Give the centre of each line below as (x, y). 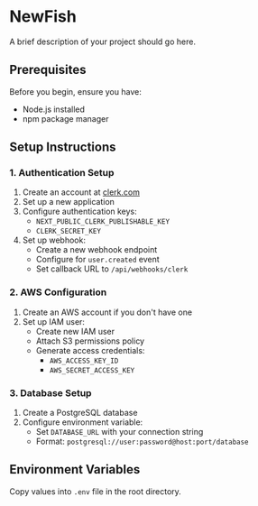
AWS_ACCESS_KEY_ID (84, 361)
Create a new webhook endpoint (97, 250)
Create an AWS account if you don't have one (107, 312)
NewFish (43, 17)
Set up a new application (69, 202)
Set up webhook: (54, 240)
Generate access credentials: (90, 350)
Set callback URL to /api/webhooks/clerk (112, 269)
